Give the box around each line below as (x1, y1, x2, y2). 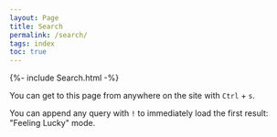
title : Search (9, 22, 64, 31)
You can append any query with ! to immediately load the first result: (9, 108, 269, 119)
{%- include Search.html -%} (9, 72, 120, 83)
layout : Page (9, 13, 59, 23)
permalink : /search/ (9, 30, 89, 39)
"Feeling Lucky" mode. (9, 118, 96, 129)
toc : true (9, 47, 48, 57)
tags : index (9, 38, 55, 48)
